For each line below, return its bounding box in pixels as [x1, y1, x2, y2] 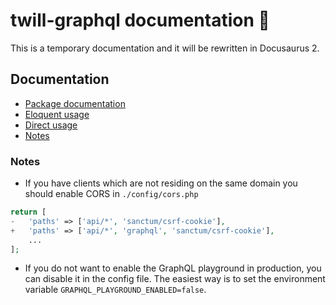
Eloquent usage [24, 108, 90, 120]
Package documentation [24, 97, 126, 109]
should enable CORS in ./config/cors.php [24, 188, 199, 200]
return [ [10, 207, 47, 218]
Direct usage [24, 119, 78, 131]
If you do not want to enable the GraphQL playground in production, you [24, 262, 322, 274]
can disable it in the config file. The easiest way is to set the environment [24, 273, 326, 285]
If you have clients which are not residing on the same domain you [24, 177, 298, 189]
